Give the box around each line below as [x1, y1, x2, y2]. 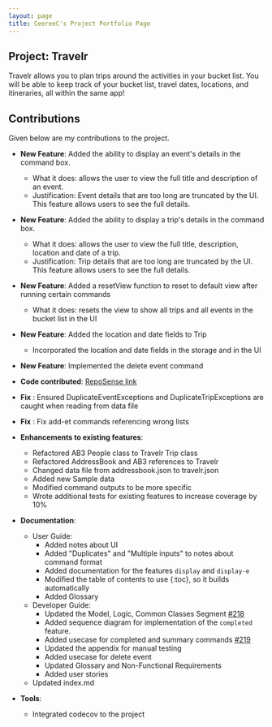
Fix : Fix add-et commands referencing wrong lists [19, 417, 189, 427]
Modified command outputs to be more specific [32, 483, 192, 493]
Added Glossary [44, 591, 99, 601]
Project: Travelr [8, 49, 89, 63]
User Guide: [32, 531, 73, 541]
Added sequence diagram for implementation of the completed [44, 617, 253, 627]
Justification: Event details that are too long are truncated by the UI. [32, 191, 259, 200]
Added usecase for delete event [44, 652, 152, 662]
